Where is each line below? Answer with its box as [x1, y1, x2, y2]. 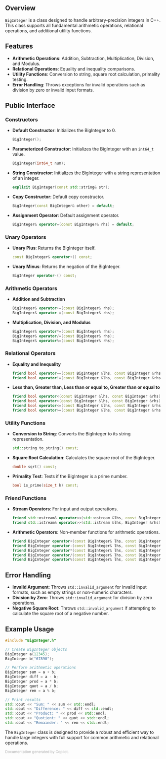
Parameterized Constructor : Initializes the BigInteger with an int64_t [12, 146, 154, 152]
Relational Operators [5, 350, 56, 357]
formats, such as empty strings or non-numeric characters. [12, 589, 133, 595]
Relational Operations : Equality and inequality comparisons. [12, 66, 135, 71]
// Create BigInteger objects [5, 647, 68, 652]
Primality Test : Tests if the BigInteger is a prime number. [12, 474, 128, 479]
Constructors [5, 116, 38, 123]
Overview [5, 4, 36, 12]
